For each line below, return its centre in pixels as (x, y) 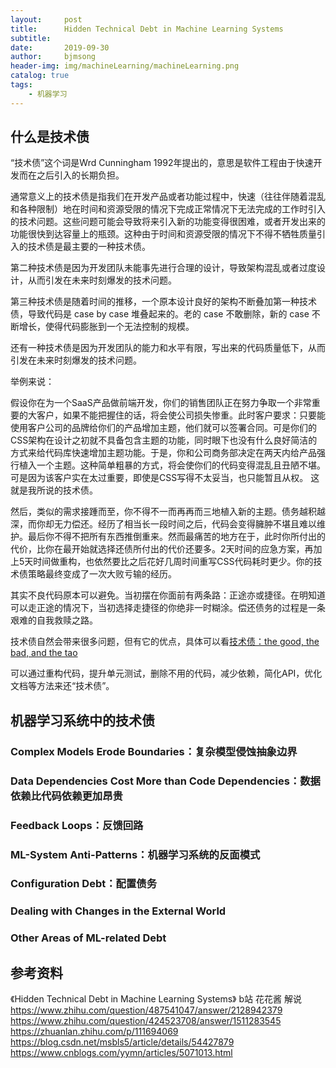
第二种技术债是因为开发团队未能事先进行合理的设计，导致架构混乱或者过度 (163, 268)
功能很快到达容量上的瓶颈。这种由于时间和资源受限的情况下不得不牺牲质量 (163, 234)
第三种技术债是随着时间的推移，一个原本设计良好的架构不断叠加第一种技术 (163, 302)
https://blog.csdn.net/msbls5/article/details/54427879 (122, 1042)
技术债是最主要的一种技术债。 (89, 247)
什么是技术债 (50, 137)
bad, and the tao (44, 653)
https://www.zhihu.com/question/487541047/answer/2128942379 (146, 1010)
